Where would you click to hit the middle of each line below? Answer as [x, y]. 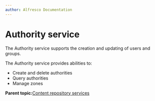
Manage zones [28, 83]
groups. [13, 53]
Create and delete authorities [42, 73]
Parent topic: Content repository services [47, 93]
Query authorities [30, 78]
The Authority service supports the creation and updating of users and [78, 48]
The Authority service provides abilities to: [49, 63]
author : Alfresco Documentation [39, 10]
